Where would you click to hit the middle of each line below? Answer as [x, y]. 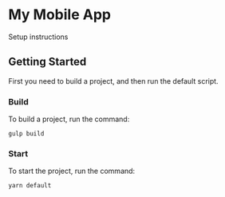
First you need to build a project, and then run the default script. [113, 81]
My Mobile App [60, 15]
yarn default [30, 186]
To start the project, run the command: [72, 171]
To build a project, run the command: [69, 119]
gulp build [26, 134]
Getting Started [47, 62]
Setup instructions [38, 37]
